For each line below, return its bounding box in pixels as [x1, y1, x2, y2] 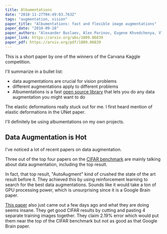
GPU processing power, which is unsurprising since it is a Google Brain [5, 187, 151, 193]
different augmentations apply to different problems [12, 83, 118, 89]
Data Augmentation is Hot [5, 133, 87, 142]
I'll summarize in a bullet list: [5, 68, 63, 74]
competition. [5, 58, 31, 65]
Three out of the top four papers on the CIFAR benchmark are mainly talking [5, 156, 161, 162]
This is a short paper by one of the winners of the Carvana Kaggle [5, 53, 141, 59]
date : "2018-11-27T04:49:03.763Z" [5, 12, 77, 17]
